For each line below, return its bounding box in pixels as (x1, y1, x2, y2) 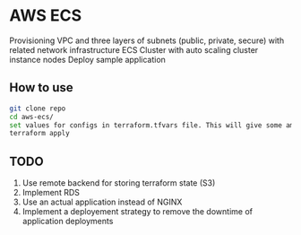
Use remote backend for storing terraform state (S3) (21, 178, 216, 188)
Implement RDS (21, 187, 81, 198)
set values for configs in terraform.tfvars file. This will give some (9, 120, 282, 130)
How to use (9, 80, 73, 95)
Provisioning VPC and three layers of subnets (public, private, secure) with (9, 35, 285, 46)
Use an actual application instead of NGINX (21, 196, 183, 207)
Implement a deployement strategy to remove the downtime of (21, 206, 254, 217)
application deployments (21, 216, 114, 227)
